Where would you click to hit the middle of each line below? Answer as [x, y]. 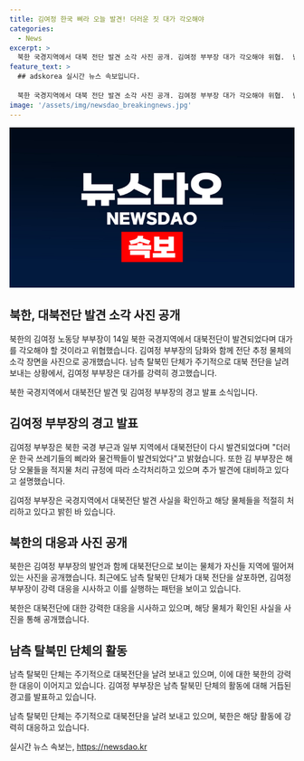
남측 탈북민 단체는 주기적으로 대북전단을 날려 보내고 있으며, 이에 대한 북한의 [142, 674]
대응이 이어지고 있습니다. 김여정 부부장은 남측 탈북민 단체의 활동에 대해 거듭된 [155, 686]
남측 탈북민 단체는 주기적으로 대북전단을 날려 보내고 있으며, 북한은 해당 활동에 [146, 717]
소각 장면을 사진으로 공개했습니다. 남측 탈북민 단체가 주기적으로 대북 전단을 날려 [149, 361]
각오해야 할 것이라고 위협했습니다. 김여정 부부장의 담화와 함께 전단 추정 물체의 [155, 350]
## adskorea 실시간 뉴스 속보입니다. [79, 77]
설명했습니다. [42, 481]
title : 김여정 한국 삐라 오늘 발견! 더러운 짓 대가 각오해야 [107, 19]
